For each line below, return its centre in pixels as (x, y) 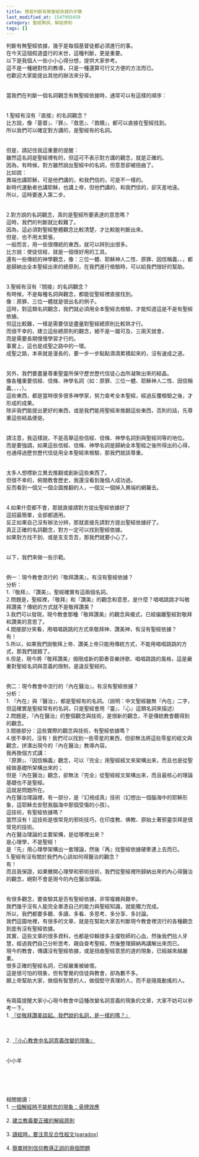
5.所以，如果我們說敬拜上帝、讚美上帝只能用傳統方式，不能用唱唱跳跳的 (94, 644)
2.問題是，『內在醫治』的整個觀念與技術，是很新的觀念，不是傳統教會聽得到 (98, 716)
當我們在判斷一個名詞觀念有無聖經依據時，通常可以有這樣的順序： (86, 95)
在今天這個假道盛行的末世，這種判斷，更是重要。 (66, 53)
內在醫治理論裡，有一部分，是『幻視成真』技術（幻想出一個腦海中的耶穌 (94, 798)
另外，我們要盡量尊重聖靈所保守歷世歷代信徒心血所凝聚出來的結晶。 (89, 374)
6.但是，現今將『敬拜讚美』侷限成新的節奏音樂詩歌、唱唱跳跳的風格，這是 (97, 659)
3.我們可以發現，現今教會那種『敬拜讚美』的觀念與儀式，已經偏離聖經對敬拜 (99, 614)
